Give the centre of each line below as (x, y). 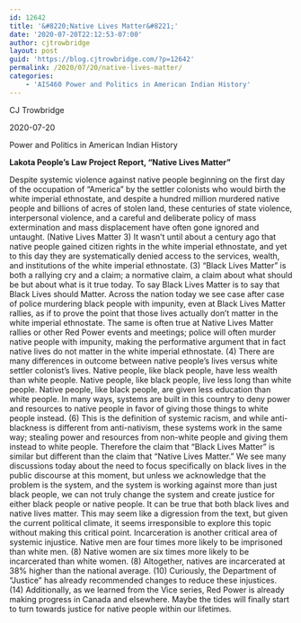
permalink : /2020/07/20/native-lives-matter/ (96, 68)
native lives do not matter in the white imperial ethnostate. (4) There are (142, 351)
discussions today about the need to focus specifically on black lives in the (148, 465)
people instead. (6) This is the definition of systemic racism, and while (139, 417)
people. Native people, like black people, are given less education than (140, 389)
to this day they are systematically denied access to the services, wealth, (145, 256)
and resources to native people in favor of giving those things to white (139, 408)
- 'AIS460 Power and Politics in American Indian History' (138, 84)
